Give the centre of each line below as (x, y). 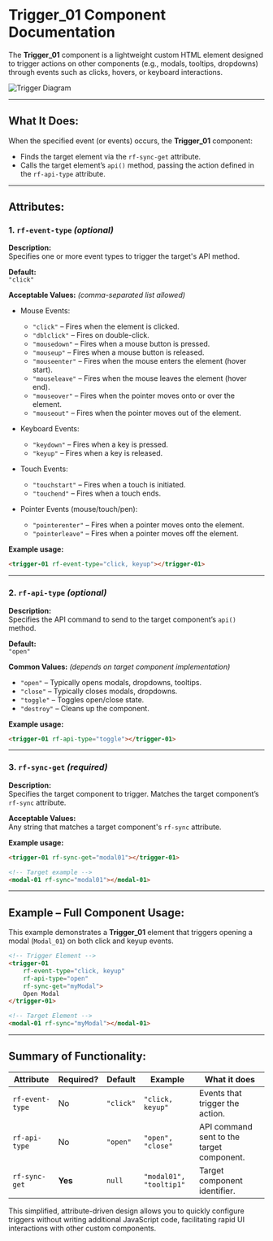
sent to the (219, 1137)
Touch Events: (44, 469)
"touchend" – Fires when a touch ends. (96, 493)
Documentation (62, 32)
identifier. (217, 1191)
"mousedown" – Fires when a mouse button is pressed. (121, 344)
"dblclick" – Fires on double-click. (91, 335)
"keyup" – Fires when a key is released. (97, 453)
